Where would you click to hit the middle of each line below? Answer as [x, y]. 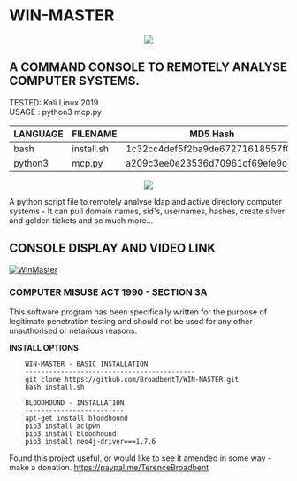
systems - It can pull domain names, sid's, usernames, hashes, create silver [147, 211]
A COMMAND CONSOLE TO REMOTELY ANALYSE [148, 67]
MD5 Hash [212, 134]
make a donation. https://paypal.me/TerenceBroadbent [109, 467]
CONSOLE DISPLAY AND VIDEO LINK [113, 248]
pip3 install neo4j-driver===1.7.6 [91, 441]
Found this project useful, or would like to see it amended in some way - [141, 458]
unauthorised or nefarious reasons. [73, 330]
